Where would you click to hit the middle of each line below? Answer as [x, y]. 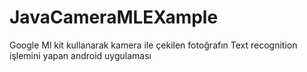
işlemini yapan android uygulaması [80, 55]
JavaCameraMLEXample [114, 17]
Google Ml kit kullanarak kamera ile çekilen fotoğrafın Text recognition [153, 45]
